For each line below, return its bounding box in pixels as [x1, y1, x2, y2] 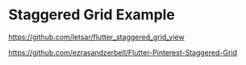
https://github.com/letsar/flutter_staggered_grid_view [8, 32, 185, 42]
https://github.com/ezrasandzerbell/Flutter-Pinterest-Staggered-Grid [8, 47, 238, 57]
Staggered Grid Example [8, 6, 176, 24]
